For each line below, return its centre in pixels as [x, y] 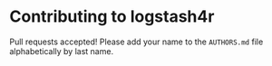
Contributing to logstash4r [112, 17]
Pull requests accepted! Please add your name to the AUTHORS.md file [136, 42]
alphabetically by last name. [62, 51]
